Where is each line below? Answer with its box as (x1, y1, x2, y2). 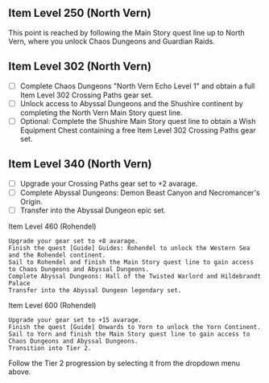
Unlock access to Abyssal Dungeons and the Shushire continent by (19, 98, 243, 108)
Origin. (19, 196, 43, 206)
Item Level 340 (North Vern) (8, 157, 152, 171)
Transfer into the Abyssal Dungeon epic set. (19, 205, 167, 215)
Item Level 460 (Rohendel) (8, 221, 97, 231)
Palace (8, 279, 31, 287)
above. (8, 366, 31, 377)
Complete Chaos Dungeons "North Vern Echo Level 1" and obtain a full (19, 80, 255, 91)
